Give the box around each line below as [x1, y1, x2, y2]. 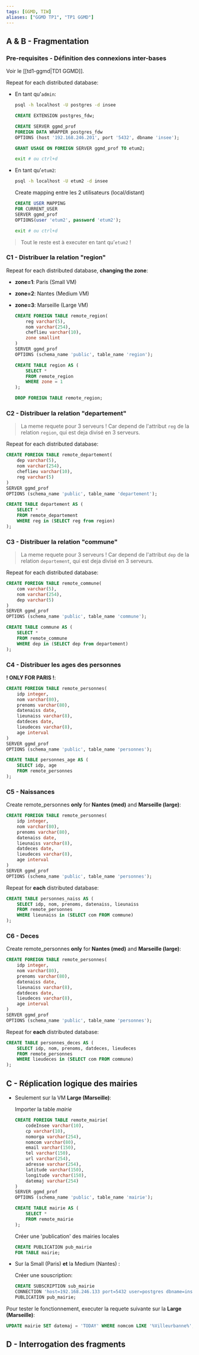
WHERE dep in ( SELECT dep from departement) [17, 641, 129, 647]
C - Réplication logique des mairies [6, 1078, 138, 1088]
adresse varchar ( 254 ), [25, 1161, 82, 1168]
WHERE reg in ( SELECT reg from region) [17, 518, 115, 524]
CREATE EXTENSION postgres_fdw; [14, 113, 95, 119]
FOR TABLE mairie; [14, 1249, 60, 1256]
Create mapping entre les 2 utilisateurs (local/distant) [14, 189, 145, 196]
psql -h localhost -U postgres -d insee [14, 102, 116, 108]
